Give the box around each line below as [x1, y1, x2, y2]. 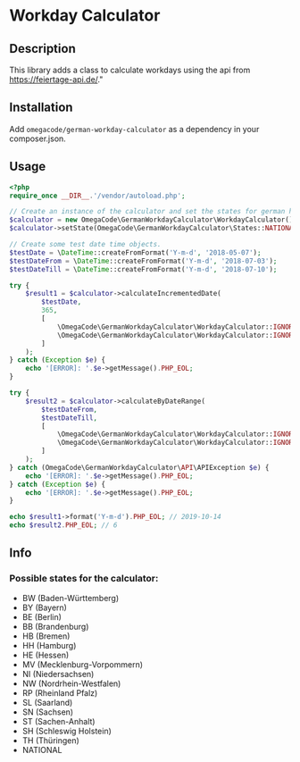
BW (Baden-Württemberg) [21, 592, 120, 603]
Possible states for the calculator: [9, 573, 159, 585]
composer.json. [9, 133, 67, 144]
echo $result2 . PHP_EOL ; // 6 [9, 521, 118, 530]
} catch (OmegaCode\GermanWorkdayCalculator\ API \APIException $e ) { [9, 463, 270, 472]
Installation [9, 100, 73, 115]
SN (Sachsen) [21, 707, 74, 717]
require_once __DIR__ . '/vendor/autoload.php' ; [9, 191, 186, 200]
